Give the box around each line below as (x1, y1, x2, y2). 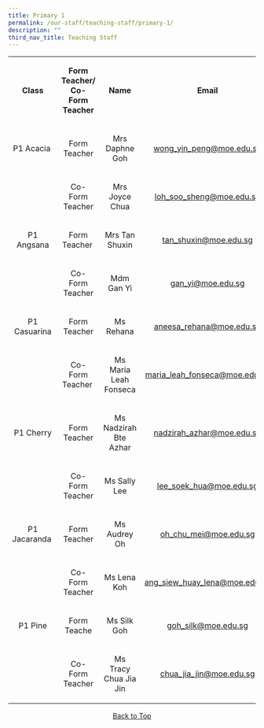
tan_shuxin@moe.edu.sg (162, 235, 253, 246)
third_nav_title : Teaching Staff (8, 33, 118, 42)
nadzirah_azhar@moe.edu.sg (153, 427, 262, 438)
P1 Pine (18, 620, 47, 631)
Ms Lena (104, 572, 136, 583)
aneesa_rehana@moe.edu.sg (153, 321, 262, 332)
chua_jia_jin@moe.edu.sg (159, 668, 255, 679)
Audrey (106, 529, 134, 540)
